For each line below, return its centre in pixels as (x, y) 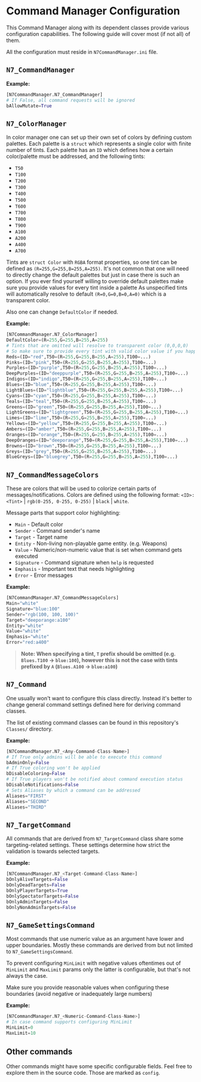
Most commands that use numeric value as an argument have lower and (95, 939)
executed (26, 556)
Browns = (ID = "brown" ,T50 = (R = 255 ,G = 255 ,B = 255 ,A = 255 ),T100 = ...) (84, 446)
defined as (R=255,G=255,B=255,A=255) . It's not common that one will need (98, 269)
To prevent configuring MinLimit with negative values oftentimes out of (94, 963)
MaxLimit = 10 (21, 1033)
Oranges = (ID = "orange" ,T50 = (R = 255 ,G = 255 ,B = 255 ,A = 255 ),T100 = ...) (87, 434)
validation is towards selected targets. (53, 852)
